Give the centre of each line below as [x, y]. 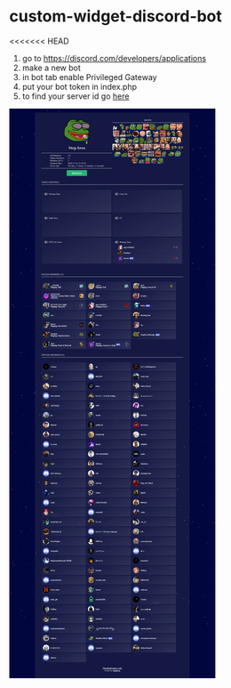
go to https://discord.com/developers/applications [114, 58]
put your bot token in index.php [80, 86]
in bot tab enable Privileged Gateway [89, 77]
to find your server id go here [76, 96]
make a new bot [52, 68]
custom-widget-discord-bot [115, 16]
